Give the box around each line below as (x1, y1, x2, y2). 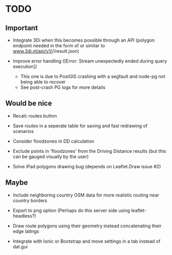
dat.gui (12, 243, 28, 249)
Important (5, 24, 38, 32)
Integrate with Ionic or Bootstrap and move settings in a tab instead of (12, 238, 161, 244)
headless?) (12, 212, 36, 219)
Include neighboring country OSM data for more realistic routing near (12, 192, 160, 198)
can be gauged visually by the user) (12, 153, 89, 160)
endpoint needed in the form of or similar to (12, 43, 105, 49)
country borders (12, 197, 48, 203)
